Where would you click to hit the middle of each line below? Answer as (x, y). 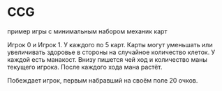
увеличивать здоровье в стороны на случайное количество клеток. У (111, 52)
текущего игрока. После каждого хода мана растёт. (85, 67)
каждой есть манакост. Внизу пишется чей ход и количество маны (108, 59)
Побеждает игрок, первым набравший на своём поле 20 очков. (103, 80)
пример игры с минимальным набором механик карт (87, 31)
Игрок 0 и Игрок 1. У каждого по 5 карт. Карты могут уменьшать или (110, 44)
